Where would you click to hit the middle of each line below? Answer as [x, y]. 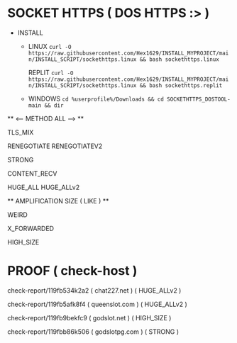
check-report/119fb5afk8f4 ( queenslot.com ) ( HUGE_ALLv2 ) [98, 304]
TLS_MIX [21, 132]
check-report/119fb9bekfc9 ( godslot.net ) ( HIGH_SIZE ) [89, 317]
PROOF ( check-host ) [72, 271]
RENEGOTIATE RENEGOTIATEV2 [55, 146]
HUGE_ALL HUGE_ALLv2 [44, 187]
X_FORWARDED [31, 228]
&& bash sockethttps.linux [180, 59]
